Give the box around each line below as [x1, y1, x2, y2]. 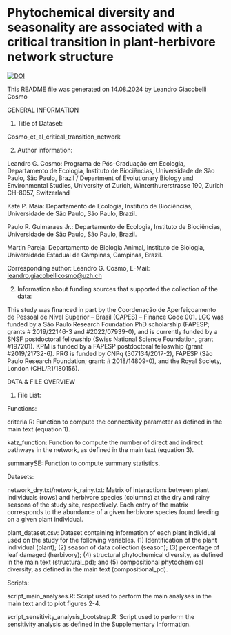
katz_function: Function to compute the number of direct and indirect [7, 438, 203, 447]
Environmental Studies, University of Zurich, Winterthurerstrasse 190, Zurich [7, 181, 224, 189]
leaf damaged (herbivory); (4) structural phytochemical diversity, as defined [7, 550, 223, 558]
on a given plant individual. [7, 515, 83, 523]
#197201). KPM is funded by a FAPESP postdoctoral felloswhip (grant [7, 342, 203, 350]
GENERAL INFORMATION [7, 106, 79, 114]
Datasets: [7, 472, 34, 480]
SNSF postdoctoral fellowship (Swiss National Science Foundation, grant [7, 335, 214, 343]
